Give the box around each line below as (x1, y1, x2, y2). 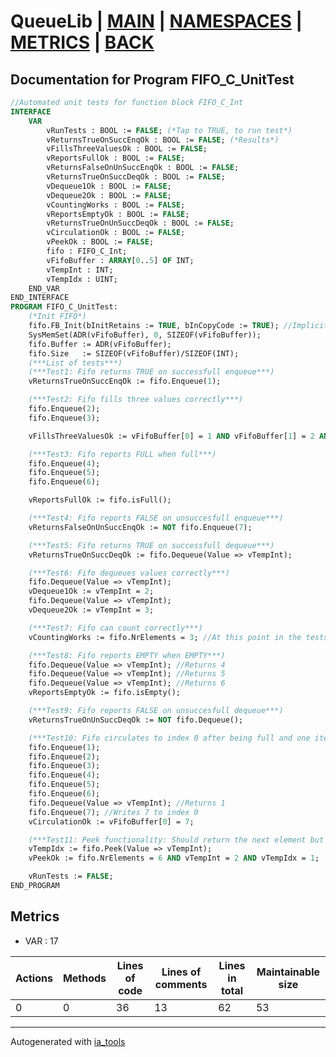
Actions (15, 971, 53, 985)
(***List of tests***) (28, 358, 123, 368)
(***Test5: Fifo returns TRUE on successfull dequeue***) (28, 540, 275, 550)
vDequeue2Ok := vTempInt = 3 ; (28, 605, 155, 615)
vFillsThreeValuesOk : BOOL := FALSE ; (46, 144, 208, 154)
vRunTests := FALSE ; (28, 871, 114, 882)
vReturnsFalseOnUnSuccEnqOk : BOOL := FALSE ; (46, 163, 240, 173)
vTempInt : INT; (46, 265, 114, 275)
